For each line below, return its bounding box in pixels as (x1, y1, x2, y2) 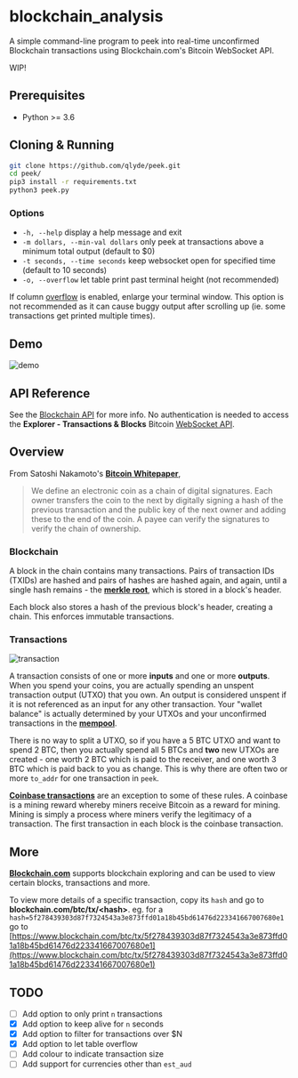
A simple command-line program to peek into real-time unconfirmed (9, 36, 260, 46)
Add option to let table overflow (21, 1039, 139, 1050)
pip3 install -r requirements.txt (9, 178, 138, 187)
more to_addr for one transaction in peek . (9, 773, 160, 784)
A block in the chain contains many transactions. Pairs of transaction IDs (9, 566, 275, 576)
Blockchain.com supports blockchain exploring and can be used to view (9, 868, 276, 879)
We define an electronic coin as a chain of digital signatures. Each (30, 485, 273, 495)
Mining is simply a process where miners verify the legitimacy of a (9, 809, 252, 820)
